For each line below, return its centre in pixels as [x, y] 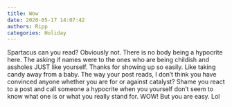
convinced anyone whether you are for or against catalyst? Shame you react [116, 82]
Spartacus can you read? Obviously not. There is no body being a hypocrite [115, 52]
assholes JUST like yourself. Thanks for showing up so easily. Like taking [111, 67]
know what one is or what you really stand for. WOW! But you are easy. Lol [114, 97]
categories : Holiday [37, 33]
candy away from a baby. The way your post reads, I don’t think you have [112, 75]
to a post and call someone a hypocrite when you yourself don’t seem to [110, 89]
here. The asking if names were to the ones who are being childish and [108, 60]
